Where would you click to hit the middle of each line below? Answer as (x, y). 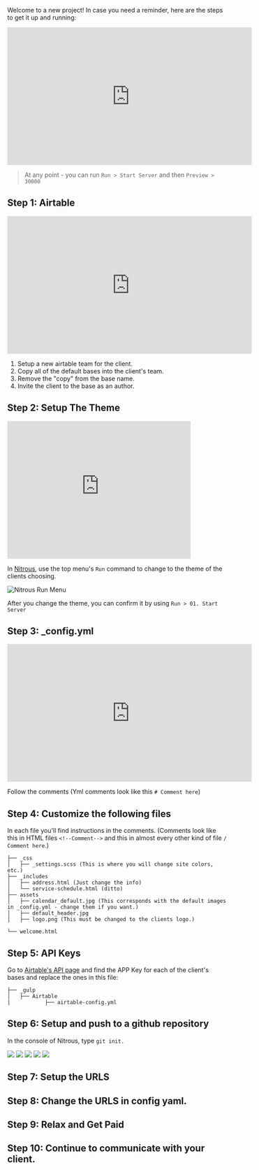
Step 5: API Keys (44, 953)
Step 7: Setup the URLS (58, 1077)
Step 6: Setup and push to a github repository (108, 1024)
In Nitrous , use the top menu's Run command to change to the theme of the (115, 569)
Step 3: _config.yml (51, 631)
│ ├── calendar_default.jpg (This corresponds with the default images (117, 901)
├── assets (23, 895)
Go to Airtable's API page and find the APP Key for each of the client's (108, 970)
